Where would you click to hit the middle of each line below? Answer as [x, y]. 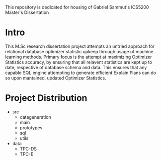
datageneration [35, 117]
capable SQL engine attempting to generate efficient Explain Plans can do [81, 73]
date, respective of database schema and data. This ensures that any [76, 67]
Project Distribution [46, 98]
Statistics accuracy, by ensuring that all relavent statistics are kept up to [79, 62]
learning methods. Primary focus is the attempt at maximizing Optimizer [79, 57]
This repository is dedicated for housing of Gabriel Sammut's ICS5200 [77, 7]
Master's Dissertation [27, 12]
